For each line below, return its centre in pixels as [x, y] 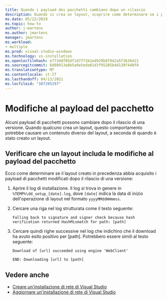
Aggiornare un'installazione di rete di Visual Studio [64, 292]
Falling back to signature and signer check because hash [74, 218]
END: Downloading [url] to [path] [48, 260]
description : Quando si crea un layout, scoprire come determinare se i [82, 14]
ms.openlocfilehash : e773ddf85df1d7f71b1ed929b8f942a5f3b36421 [72, 61]
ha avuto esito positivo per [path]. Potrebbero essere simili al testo [80, 236]
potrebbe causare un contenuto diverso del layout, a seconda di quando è [81, 133]
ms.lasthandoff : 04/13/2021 [34, 79]
